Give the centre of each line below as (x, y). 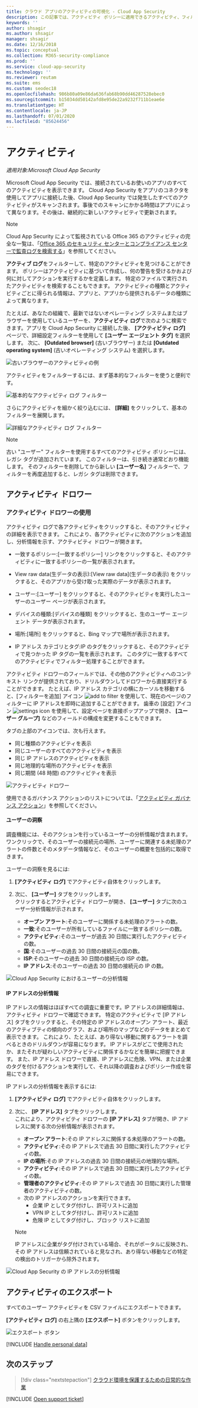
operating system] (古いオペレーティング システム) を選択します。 (87, 350)
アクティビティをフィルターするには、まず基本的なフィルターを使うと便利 (96, 376)
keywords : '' (22, 22)
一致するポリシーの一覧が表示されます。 (89, 561)
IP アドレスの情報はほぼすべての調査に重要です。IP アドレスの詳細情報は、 (97, 1007)
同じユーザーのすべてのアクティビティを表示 (68, 750)
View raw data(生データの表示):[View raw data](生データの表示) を (95, 574)
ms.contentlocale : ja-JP (37, 111)
